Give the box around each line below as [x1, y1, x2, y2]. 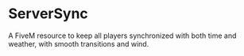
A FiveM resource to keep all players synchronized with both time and [8, 31, 237, 40]
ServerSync [8, 5, 89, 23]
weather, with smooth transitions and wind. [8, 39, 149, 48]
